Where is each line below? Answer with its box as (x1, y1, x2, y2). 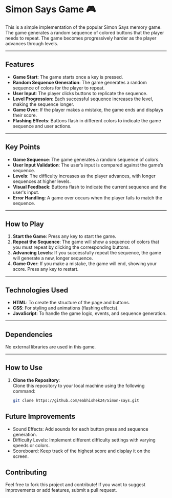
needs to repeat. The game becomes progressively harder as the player (5, 35, 157, 41)
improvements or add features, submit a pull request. (5, 487, 117, 493)
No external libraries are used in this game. (5, 344, 96, 349)
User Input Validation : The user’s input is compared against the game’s (12, 162, 164, 168)
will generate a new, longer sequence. (12, 255, 93, 262)
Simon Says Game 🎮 (5, 4, 96, 15)
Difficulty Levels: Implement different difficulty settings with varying (12, 437, 156, 443)
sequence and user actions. (12, 123, 72, 129)
